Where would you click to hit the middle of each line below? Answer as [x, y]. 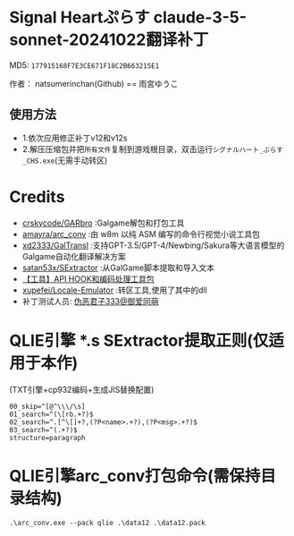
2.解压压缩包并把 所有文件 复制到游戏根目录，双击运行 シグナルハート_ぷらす [152, 149]
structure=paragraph [48, 438]
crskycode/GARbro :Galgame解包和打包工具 [103, 223]
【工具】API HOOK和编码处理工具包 [88, 278]
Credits [37, 196]
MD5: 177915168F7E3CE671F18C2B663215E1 [84, 65]
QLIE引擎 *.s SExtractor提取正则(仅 [139, 340]
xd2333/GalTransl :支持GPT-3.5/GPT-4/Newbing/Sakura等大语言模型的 [153, 245]
